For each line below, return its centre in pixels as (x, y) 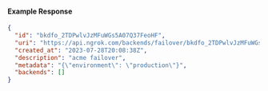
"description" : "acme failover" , (70, 57)
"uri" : (26, 43)
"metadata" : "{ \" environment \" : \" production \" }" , (101, 65)
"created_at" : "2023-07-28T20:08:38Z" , (81, 50)
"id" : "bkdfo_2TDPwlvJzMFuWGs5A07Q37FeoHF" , (90, 36)
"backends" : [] (40, 73)
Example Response (40, 11)
